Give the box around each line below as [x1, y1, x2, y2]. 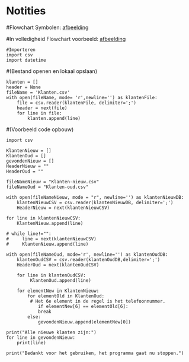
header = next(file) [17, 105, 68, 111]
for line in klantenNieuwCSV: [6, 215, 81, 221]
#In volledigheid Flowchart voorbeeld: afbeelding [6, 35, 126, 42]
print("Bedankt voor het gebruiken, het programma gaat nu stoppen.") [6, 350, 184, 356]
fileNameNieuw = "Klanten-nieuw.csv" [6, 179, 100, 185]
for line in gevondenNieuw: [6, 334, 76, 341]
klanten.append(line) [27, 115, 81, 121]
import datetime [6, 57, 46, 63]
